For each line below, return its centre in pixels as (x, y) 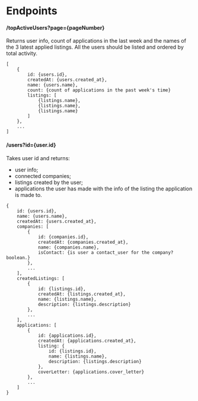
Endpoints (32, 11)
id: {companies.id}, (63, 237)
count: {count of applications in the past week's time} (99, 90)
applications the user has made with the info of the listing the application (103, 189)
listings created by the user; (49, 182)
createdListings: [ (41, 278)
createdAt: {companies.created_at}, (83, 242)
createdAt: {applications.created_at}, (87, 340)
